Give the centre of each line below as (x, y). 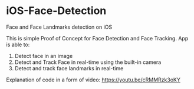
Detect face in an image (44, 56)
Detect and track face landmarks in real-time (69, 68)
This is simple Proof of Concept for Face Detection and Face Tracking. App (97, 38)
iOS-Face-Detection (56, 11)
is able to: (18, 44)
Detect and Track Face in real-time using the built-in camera (88, 62)
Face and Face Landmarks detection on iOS (59, 27)
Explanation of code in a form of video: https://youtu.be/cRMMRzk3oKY (93, 80)
